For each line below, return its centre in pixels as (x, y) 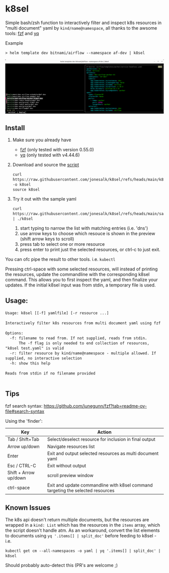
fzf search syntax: (24, 406)
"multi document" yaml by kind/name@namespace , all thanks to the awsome (81, 28)
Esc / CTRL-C (22, 466)
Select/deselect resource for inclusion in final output (101, 439)
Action (104, 432)
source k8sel (26, 190)
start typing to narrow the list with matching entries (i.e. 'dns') (84, 228)
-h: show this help (30, 363)
